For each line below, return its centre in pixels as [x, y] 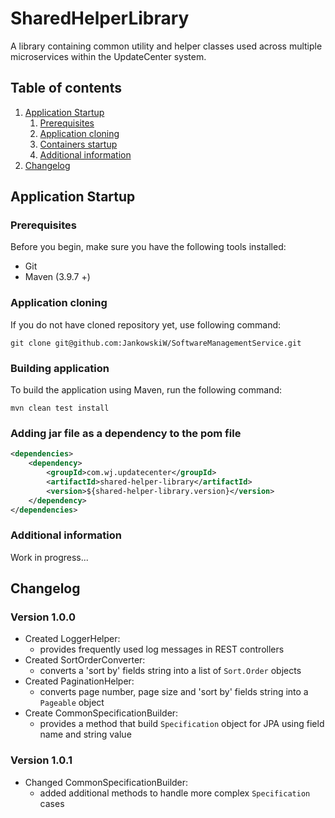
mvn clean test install [60, 408]
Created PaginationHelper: [79, 681]
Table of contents [66, 88]
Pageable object [72, 703]
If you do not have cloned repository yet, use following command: [146, 324]
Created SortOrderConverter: [85, 660]
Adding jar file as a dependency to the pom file [126, 433]
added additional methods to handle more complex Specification [175, 793]
